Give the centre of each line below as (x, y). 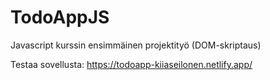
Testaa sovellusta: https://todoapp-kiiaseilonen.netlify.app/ (131, 64)
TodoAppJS (60, 17)
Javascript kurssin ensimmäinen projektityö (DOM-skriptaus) (136, 45)
